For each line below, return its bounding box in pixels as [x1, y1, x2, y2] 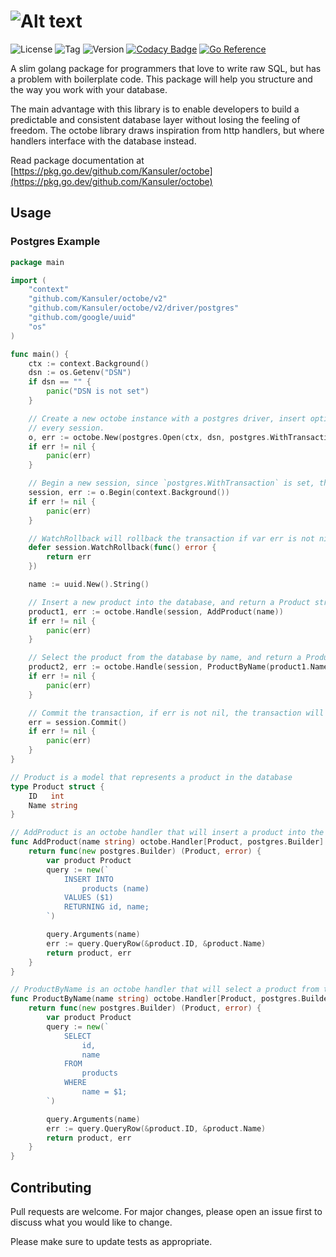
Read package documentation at [10, 154, 145, 166]
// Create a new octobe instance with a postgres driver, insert [28, 413, 307, 424]
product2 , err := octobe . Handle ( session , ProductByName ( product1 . [28, 662, 311, 672]
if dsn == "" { [28, 377, 92, 387]
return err [46, 552, 92, 562]
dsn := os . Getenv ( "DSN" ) [28, 368, 132, 378]
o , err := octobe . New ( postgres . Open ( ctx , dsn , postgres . [28, 432, 271, 442]
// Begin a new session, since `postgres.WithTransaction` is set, [28, 478, 315, 489]
